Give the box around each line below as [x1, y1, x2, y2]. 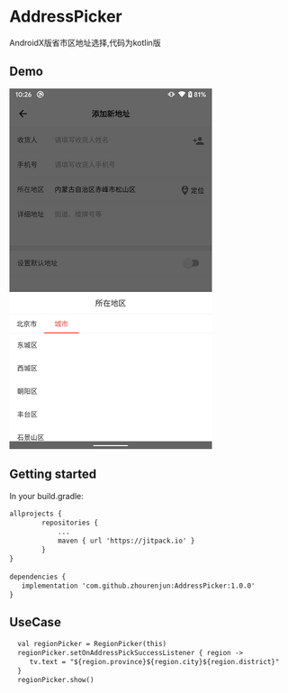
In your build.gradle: [9, 490, 84, 501]
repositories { [41, 518, 99, 527]
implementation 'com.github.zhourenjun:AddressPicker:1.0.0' [21, 581, 256, 590]
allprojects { [9, 509, 63, 518]
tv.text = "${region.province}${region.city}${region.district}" [29, 658, 280, 667]
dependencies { [9, 572, 67, 581]
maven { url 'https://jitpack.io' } [57, 536, 195, 545]
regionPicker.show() [17, 676, 94, 685]
